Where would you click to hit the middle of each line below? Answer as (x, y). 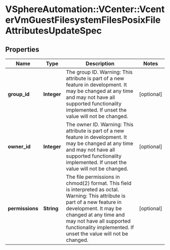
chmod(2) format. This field (99, 183)
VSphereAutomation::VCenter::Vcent (85, 9)
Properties (22, 49)
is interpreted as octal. (92, 189)
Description (100, 63)
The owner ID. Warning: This (100, 124)
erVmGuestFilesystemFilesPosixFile (83, 20)
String (51, 208)
